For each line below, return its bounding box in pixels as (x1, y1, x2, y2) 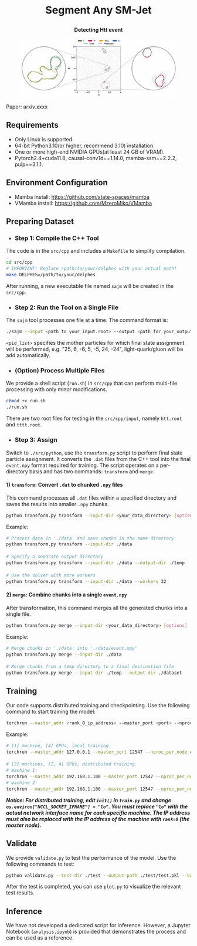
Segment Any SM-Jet (45, 4, 152, 17)
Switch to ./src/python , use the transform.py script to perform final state (6, 449, 183, 456)
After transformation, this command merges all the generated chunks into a (6, 604, 188, 611)
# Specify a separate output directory (6, 554, 104, 560)
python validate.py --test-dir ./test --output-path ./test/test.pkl (6, 872, 180, 879)
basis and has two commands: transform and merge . (29, 467, 155, 475)
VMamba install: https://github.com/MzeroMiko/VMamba (14, 199, 152, 206)
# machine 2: (6, 780, 38, 786)
